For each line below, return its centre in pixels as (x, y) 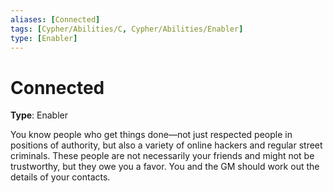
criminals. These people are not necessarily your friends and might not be (162, 156)
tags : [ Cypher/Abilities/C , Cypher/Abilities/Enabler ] (127, 29)
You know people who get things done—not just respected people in (151, 135)
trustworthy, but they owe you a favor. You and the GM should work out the (165, 167)
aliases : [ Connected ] (55, 19)
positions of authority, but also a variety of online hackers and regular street (166, 145)
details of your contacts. (60, 177)
